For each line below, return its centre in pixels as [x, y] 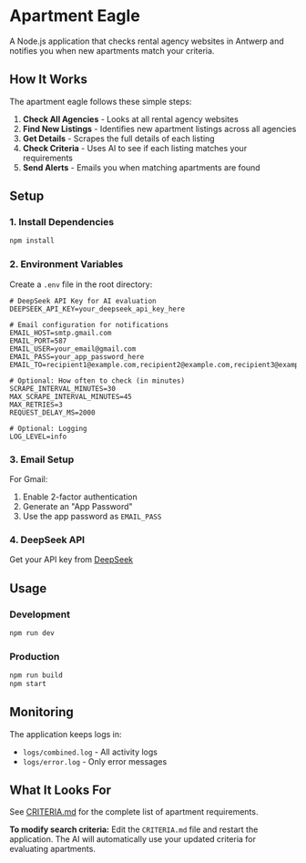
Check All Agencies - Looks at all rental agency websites [130, 118]
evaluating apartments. [52, 849]
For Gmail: [29, 478]
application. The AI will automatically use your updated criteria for [133, 839]
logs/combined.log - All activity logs [90, 752]
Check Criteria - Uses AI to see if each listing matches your [135, 148]
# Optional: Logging [49, 428]
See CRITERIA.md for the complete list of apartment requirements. [134, 812]
